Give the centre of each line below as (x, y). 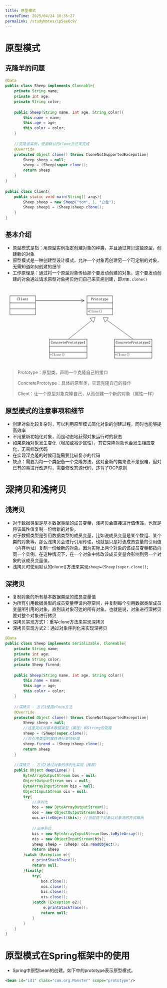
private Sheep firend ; (38, 665)
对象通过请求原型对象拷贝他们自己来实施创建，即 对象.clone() (84, 279)
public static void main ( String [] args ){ (58, 197)
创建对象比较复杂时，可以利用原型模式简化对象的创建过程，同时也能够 (85, 424)
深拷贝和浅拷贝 (36, 489)
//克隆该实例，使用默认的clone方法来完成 (52, 144)
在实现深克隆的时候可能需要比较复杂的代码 (56, 455)
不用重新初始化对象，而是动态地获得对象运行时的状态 (67, 436)
